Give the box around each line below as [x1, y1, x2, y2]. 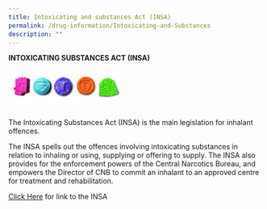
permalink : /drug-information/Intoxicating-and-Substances [8, 21, 211, 30]
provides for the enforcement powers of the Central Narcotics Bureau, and [8, 159, 256, 169]
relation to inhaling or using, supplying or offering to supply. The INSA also [8, 150, 256, 161]
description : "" [8, 30, 63, 38]
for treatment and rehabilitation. [8, 176, 114, 186]
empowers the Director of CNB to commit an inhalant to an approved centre [8, 168, 260, 178]
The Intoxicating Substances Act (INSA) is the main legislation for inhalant [8, 118, 253, 127]
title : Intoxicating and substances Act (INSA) [8, 13, 172, 21]
